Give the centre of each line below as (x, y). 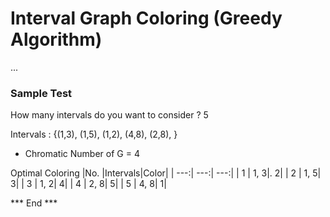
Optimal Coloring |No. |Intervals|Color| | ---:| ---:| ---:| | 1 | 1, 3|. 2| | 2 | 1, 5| (166, 173)
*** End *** (34, 203)
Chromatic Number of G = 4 (82, 154)
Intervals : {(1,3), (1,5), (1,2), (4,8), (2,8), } (94, 134)
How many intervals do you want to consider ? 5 (109, 115)
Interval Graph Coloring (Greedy (146, 18)
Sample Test (41, 93)
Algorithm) (56, 39)
